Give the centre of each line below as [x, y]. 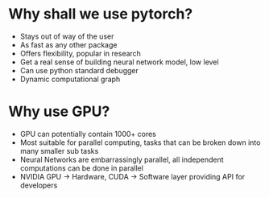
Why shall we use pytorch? [101, 14]
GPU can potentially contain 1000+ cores [88, 134]
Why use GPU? [59, 111]
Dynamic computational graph [70, 79]
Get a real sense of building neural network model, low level [119, 62]
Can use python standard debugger [79, 70]
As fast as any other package [68, 44]
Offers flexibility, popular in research [80, 53]
